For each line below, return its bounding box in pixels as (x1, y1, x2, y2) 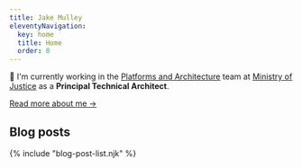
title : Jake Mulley (9, 13, 83, 22)
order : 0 (17, 47, 50, 56)
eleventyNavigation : (9, 22, 87, 31)
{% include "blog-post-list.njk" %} (9, 147, 137, 158)
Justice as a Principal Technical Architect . (9, 81, 169, 92)
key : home (17, 30, 54, 39)
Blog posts (9, 124, 70, 139)
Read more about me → (9, 98, 97, 109)
